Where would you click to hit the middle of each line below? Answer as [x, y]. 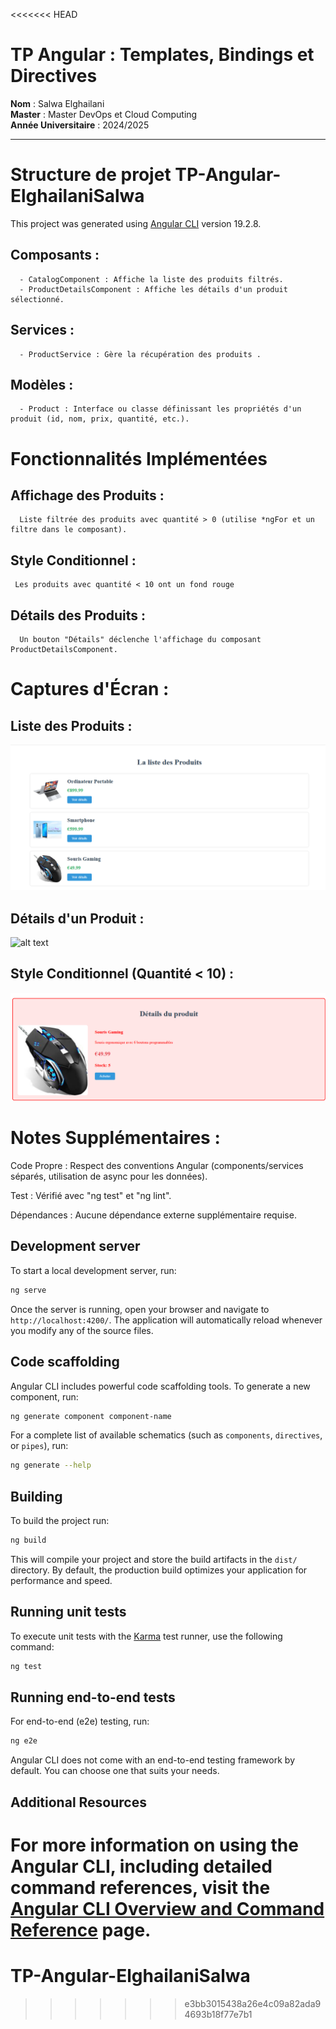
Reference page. [81, 1930]
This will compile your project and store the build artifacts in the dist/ [154, 1559]
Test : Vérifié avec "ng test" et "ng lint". [91, 1196]
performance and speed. [61, 1580]
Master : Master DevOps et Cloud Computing [104, 114]
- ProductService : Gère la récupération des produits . [140, 354]
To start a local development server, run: [93, 1270]
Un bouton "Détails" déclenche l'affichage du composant [140, 639]
